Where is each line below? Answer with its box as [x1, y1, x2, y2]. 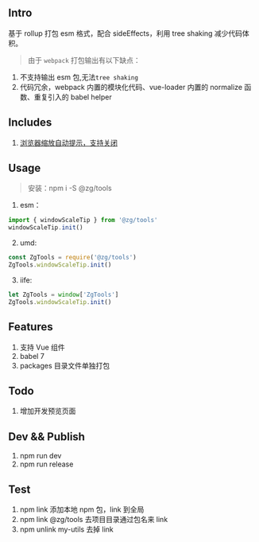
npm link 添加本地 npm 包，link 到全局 [19, 505, 145, 514]
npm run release [19, 459, 74, 469]
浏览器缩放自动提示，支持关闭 [19, 138, 118, 147]
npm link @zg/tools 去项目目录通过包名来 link [19, 514, 168, 524]
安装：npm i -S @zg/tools [27, 183, 113, 193]
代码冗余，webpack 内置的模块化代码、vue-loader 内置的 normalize [19, 82, 243, 92]
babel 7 [19, 351, 45, 361]
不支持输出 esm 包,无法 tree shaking [19, 72, 139, 82]
